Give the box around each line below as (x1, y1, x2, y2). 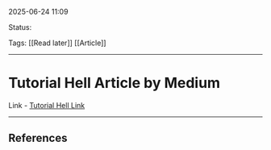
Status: (8, 23, 32, 31)
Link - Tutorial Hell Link (8, 100, 85, 110)
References (8, 131, 68, 145)
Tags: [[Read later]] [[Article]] (8, 38, 106, 48)
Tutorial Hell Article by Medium (8, 74, 220, 92)
